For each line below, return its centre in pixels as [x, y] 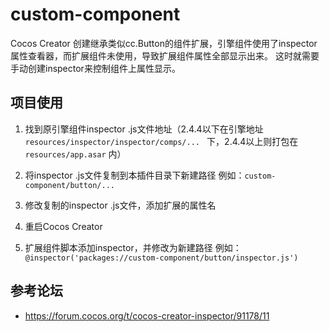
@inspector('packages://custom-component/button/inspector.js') [161, 258]
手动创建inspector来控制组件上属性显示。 [95, 68]
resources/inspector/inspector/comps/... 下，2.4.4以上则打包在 [161, 141]
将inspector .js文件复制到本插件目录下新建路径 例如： [134, 175]
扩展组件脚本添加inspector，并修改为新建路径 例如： [133, 247]
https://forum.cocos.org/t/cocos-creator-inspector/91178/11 [147, 315]
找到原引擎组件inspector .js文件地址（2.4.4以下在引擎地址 [144, 129]
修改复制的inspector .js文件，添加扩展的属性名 [120, 205]
